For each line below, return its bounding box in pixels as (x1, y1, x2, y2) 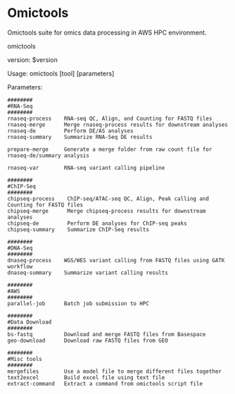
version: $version (7, 55, 58, 64)
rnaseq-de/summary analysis (7, 152, 90, 159)
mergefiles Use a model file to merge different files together (7, 368, 222, 375)
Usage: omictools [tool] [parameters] (7, 69, 115, 78)
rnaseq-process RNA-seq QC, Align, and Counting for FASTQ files (7, 115, 212, 122)
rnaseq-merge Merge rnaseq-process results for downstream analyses (7, 121, 229, 128)
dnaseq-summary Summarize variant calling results (7, 269, 169, 276)
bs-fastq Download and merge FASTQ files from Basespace (7, 331, 206, 338)
